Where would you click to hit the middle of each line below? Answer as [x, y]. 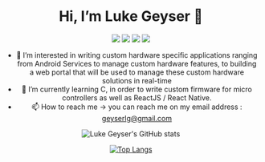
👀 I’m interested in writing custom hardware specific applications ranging [137, 55]
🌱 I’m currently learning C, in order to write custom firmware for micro [137, 89]
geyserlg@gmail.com [137, 118]
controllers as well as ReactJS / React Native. [137, 97]
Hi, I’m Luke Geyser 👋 [131, 16]
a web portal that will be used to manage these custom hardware [137, 72]
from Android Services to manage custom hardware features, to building [137, 63]
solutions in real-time [137, 80]
